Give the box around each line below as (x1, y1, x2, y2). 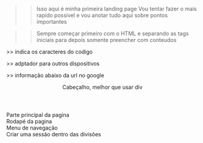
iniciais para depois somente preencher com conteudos (36, 37, 177, 43)
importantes (36, 18, 67, 25)
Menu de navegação (6, 124, 58, 131)
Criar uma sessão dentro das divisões (6, 131, 102, 138)
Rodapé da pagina (6, 118, 52, 125)
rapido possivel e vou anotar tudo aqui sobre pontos (36, 12, 168, 19)
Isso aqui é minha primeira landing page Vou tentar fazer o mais (36, 5, 197, 12)
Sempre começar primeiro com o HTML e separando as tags (36, 30, 189, 37)
